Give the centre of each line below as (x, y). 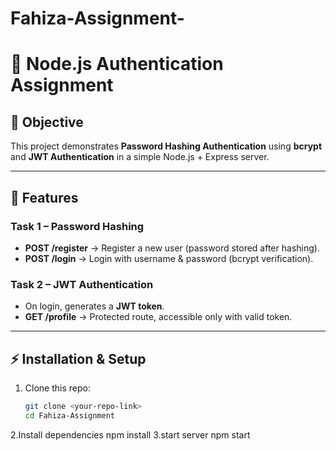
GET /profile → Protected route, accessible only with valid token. (158, 317)
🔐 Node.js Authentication (117, 64)
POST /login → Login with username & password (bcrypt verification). (169, 258)
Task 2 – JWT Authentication (82, 284)
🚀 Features (44, 197)
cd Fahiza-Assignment (69, 415)
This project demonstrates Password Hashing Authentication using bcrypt (166, 146)
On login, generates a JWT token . (94, 306)
